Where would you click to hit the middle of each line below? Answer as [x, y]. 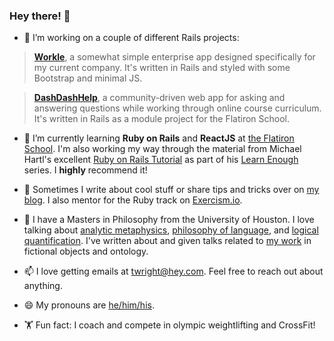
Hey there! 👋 [40, 16]
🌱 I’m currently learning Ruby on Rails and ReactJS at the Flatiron [159, 138]
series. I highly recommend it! [85, 170]
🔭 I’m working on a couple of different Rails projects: [131, 38]
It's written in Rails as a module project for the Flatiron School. [162, 119]
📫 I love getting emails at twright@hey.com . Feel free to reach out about [173, 271]
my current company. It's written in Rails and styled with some [162, 68]
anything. [43, 286]
